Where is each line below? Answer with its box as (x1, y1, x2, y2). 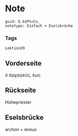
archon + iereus (5, 126, 37, 132)
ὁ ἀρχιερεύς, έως (5, 72, 41, 78)
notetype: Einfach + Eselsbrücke (5, 23, 73, 28)
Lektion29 (5, 46, 25, 51)
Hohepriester (5, 99, 32, 105)
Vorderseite (5, 59, 42, 68)
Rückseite (5, 86, 37, 94)
